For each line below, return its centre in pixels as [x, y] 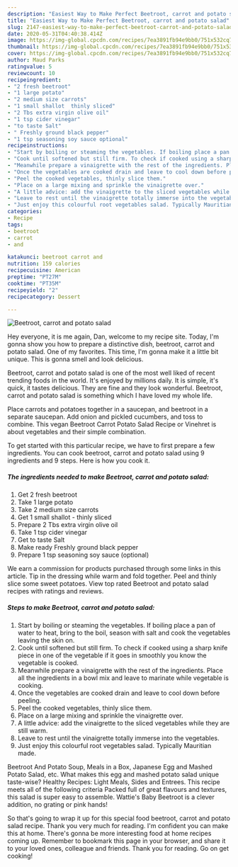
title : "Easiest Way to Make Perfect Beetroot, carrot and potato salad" [119, 21]
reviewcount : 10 [31, 73]
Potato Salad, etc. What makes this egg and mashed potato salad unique [113, 775]
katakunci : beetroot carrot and [55, 257]
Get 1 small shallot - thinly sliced [64, 517]
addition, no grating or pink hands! [57, 805]
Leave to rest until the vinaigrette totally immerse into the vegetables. [118, 738]
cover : [17, 54]
